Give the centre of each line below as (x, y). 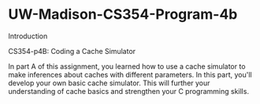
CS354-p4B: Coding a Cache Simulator (72, 51)
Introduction (28, 36)
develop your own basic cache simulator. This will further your (109, 83)
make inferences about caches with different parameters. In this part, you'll (130, 74)
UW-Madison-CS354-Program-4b (123, 14)
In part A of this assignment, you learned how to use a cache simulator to (127, 66)
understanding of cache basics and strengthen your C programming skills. (129, 91)
